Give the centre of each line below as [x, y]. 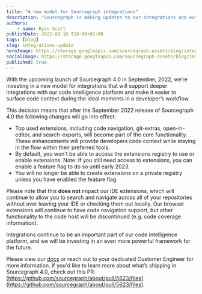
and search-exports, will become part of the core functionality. [110, 134]
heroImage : [20, 51]
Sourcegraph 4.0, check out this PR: [51, 272]
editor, [23, 134]
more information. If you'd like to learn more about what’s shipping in [91, 265]
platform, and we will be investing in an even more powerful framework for [98, 240]
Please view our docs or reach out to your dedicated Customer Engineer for [100, 259]
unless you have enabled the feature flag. [66, 179]
